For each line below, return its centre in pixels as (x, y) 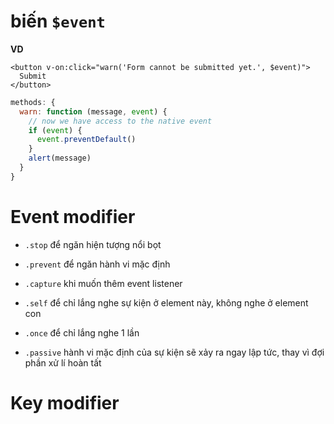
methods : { (33, 102)
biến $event (58, 21)
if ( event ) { (55, 130)
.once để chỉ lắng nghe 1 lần (82, 332)
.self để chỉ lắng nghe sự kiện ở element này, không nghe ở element (166, 302)
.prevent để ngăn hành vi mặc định (97, 264)
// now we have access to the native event (120, 121)
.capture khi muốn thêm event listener (103, 283)
